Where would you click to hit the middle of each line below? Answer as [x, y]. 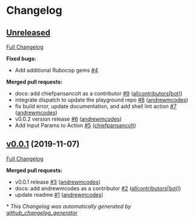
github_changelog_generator [42, 212]
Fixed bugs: [21, 58]
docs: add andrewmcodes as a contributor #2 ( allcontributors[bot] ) [98, 188]
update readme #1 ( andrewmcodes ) [59, 194]
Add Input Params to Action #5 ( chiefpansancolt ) [75, 125]
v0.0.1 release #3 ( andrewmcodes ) [58, 182]
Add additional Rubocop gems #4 [56, 70]
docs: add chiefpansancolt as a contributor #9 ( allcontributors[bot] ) [99, 93]
